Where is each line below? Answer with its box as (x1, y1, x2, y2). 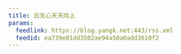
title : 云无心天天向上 (8, 11, 76, 20)
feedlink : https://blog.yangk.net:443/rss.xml (15, 26, 174, 34)
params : (8, 19, 34, 27)
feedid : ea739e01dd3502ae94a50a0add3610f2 (15, 33, 159, 42)
